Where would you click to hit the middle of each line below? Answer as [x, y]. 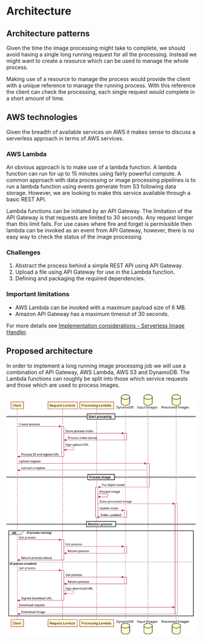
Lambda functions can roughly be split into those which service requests [97, 378]
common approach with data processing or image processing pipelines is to [101, 180]
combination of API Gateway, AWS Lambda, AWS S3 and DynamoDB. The [98, 372]
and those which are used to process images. [63, 385]
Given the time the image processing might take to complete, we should [96, 48]
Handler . [17, 332]
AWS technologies [42, 117]
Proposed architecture [50, 351]
